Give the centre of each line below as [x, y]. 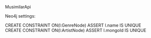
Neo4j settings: [20, 16]
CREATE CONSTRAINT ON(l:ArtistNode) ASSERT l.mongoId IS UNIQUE [76, 30]
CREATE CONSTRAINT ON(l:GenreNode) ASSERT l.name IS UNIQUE [73, 25]
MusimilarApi [18, 7]
